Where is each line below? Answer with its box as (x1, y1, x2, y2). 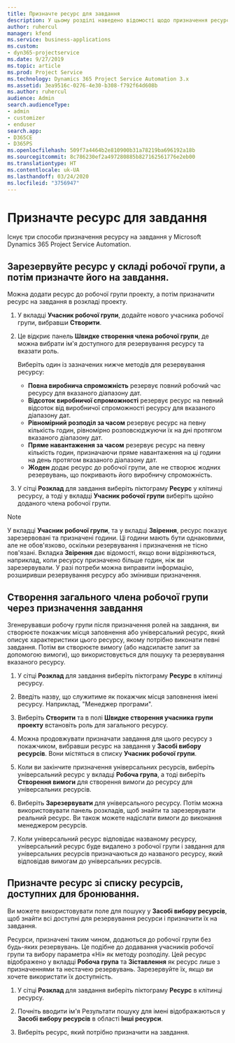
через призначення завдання (7, 602, 143, 614)
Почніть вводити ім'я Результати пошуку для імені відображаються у (17, 1007, 226, 1015)
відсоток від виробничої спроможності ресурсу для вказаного (27, 404, 215, 412)
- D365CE (7, 134, 33, 141)
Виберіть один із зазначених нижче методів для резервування (17, 360, 205, 369)
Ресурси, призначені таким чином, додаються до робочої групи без (7, 935, 211, 944)
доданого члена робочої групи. (17, 499, 111, 507)
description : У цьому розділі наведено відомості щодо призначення (7, 17, 208, 24)
